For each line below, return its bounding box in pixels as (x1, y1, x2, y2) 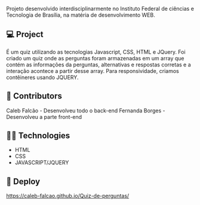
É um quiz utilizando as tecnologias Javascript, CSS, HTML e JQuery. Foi (6, 48, 186, 56)
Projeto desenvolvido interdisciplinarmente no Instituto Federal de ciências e (6, 5, 194, 12)
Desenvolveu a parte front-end (6, 113, 82, 120)
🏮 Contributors (6, 91, 63, 101)
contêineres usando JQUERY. (6, 74, 79, 81)
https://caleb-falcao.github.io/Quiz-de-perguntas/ (6, 192, 130, 200)
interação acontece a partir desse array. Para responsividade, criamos (6, 67, 179, 74)
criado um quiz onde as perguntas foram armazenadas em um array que (6, 54, 184, 62)
